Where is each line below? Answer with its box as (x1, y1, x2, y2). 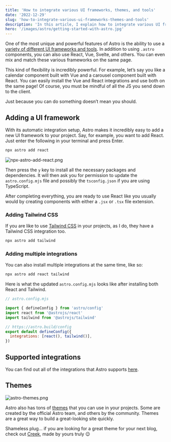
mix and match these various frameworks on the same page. (5, 57, 132, 63)
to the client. (5, 89, 32, 95)
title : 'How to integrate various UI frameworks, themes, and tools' (5, 7, 156, 13)
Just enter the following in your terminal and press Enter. (5, 138, 124, 144)
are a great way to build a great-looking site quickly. (5, 415, 115, 422)
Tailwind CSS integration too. (5, 228, 66, 234)
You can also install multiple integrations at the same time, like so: (5, 262, 144, 268)
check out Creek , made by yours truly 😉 (5, 431, 91, 437)
